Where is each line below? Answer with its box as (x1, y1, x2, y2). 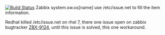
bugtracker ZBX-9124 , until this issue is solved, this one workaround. (5, 24, 146, 30)
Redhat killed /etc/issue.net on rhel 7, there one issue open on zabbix (5, 19, 147, 25)
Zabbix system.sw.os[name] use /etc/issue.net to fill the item (35, 5, 161, 10)
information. (5, 10, 30, 16)
